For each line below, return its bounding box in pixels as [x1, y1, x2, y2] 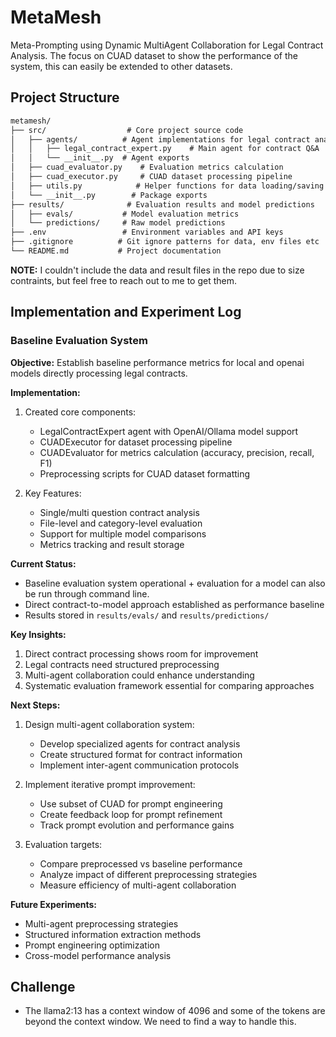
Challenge [10, 978, 76, 995]
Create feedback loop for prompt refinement [39, 808, 223, 820]
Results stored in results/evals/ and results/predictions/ [24, 609, 270, 621]
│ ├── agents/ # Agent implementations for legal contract [10, 134, 311, 145]
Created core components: [24, 406, 137, 418]
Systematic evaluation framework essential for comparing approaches [24, 679, 315, 691]
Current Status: [10, 557, 77, 570]
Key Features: [24, 487, 82, 499]
